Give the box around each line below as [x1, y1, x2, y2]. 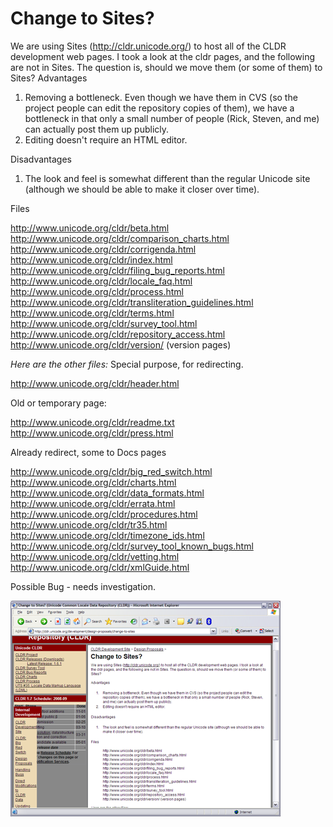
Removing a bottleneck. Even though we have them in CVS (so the [24, 91, 298, 103]
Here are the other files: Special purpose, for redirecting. [10, 358, 244, 370]
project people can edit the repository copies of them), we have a [24, 102, 295, 114]
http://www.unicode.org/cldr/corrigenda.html [10, 243, 197, 255]
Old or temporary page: [10, 397, 107, 409]
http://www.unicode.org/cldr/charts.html [10, 476, 177, 488]
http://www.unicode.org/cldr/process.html [10, 285, 184, 297]
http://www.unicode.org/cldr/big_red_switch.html [10, 465, 213, 477]
